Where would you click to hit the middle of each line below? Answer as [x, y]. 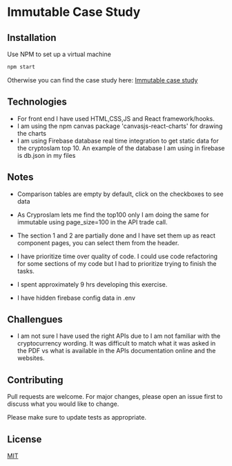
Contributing [35, 380]
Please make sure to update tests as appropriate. [77, 418]
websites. [31, 358]
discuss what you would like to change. [63, 404]
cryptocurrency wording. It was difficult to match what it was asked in [116, 343]
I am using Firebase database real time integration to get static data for [118, 141]
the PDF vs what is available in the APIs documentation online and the [116, 351]
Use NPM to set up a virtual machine [59, 54]
